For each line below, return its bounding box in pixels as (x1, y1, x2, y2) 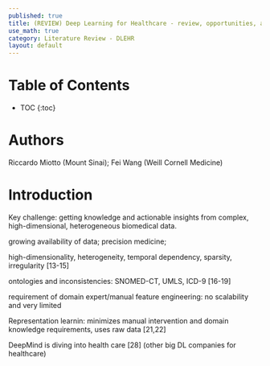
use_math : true (8, 27, 59, 35)
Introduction (8, 186, 93, 204)
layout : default (8, 42, 63, 50)
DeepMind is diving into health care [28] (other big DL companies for (8, 339, 237, 350)
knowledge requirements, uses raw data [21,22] (8, 324, 166, 334)
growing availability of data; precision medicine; (8, 236, 167, 246)
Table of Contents (8, 76, 130, 95)
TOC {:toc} (19, 103, 56, 113)
